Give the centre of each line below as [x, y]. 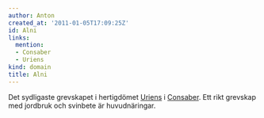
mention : [30, 45]
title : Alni [28, 74]
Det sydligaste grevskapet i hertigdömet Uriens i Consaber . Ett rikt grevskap [132, 97]
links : [19, 38]
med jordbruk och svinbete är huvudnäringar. [82, 105]
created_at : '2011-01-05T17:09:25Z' [69, 23]
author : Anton [32, 15]
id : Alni [23, 30]
